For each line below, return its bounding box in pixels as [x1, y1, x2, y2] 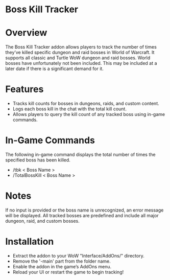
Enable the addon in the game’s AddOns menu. [12, 263, 112, 269]
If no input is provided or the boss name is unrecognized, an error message [5, 207, 164, 213]
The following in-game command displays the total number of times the [5, 152, 156, 157]
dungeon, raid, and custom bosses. [5, 218, 80, 224]
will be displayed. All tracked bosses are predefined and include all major [5, 212, 159, 218]
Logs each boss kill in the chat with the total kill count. [12, 106, 127, 112]
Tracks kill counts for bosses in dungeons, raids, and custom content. [12, 101, 159, 107]
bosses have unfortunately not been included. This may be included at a [5, 60, 157, 66]
